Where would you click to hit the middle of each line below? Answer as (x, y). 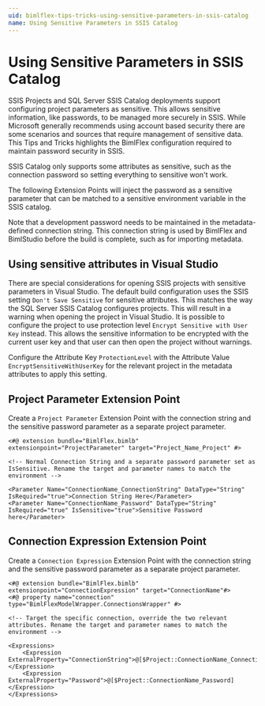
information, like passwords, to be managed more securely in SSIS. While (127, 118)
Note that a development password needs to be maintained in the (114, 222)
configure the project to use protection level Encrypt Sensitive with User (128, 325)
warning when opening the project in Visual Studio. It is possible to (116, 317)
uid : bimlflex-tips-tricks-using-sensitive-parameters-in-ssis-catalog (128, 15)
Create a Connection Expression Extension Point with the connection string (129, 560)
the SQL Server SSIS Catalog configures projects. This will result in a (119, 309)
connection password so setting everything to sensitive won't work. (118, 175)
